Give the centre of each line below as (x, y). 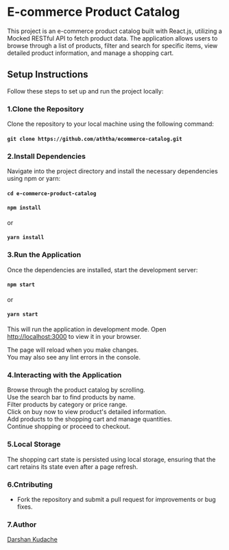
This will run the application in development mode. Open (87, 329)
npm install (24, 208)
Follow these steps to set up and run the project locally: (85, 91)
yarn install (26, 238)
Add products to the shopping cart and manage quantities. (90, 419)
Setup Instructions (48, 75)
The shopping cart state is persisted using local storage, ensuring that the (111, 459)
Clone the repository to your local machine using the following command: (111, 124)
